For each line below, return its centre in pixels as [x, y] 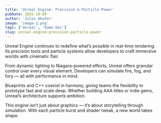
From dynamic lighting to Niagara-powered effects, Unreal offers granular [79, 66]
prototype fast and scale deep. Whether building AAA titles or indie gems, [79, 91]
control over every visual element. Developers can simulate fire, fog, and [78, 71]
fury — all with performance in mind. [42, 76]
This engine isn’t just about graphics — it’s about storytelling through [74, 105]
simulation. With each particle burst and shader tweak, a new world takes [79, 110]
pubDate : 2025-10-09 [26, 14]
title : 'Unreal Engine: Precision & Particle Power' [60, 9]
